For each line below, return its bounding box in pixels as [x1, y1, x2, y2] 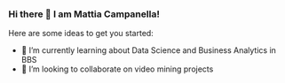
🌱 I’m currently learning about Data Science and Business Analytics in [20, 45, 277, 56]
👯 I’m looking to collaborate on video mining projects [20, 64, 214, 74]
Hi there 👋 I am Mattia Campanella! [8, 8, 161, 20]
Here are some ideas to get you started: [8, 28, 154, 39]
